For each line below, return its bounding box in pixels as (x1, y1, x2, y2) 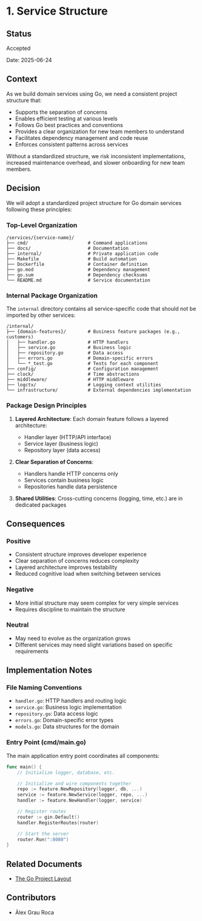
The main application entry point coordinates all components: (6, 752, 160, 759)
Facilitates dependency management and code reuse (15, 134, 149, 141)
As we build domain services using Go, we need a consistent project (6, 90, 178, 97)
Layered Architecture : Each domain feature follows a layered (15, 415, 169, 422)
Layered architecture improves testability (15, 564, 118, 571)
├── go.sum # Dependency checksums (6, 272, 148, 278)
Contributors (6, 892, 56, 903)
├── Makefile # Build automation (6, 255, 137, 262)
